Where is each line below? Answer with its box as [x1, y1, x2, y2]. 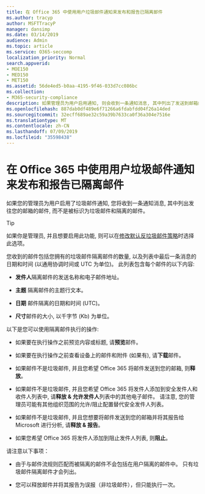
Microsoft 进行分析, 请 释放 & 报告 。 [15, 421, 104, 428]
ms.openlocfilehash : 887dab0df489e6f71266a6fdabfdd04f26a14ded [6, 105, 171, 112]
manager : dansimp [6, 26, 51, 32]
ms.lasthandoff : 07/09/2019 [6, 129, 78, 135]
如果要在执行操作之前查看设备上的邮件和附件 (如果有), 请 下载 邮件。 [15, 351, 184, 359]
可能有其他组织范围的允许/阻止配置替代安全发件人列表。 [26, 400, 167, 408]
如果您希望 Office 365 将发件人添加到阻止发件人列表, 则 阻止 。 [15, 434, 171, 441]
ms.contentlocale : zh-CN [6, 123, 70, 129]
